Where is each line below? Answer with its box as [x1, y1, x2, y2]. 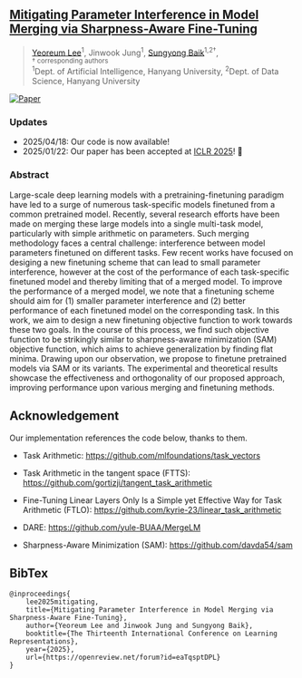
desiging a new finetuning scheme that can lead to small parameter [9, 257, 261, 267]
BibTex [9, 566, 48, 581]
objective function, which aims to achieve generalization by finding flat [9, 344, 274, 354]
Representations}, [9, 637, 79, 646]
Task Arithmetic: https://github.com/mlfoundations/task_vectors [22, 450, 261, 460]
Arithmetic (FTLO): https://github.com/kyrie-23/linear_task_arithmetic [22, 504, 282, 515]
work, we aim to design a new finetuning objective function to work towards [9, 315, 293, 325]
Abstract [9, 169, 50, 181]
